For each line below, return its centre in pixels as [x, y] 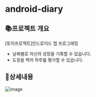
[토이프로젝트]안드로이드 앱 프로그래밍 [42, 43]
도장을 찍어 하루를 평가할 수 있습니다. [48, 60]
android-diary [34, 9]
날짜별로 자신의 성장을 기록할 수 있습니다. [52, 54]
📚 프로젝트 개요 [27, 28]
